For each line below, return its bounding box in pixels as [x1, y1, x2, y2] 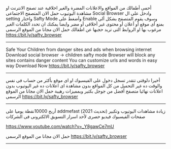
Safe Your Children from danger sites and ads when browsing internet [6, 46, 152, 52]
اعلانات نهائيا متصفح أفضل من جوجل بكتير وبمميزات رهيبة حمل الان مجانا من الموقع [6, 88, 163, 94]
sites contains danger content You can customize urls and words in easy [6, 57, 158, 63]
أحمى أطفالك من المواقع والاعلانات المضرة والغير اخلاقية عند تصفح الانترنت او [6, 5, 152, 11]
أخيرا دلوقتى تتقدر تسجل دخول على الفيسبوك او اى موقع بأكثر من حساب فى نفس [6, 77, 160, 83]
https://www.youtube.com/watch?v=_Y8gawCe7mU [6, 124, 114, 129]
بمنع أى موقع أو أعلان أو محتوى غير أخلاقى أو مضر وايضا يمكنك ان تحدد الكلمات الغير [6, 21, 164, 27]
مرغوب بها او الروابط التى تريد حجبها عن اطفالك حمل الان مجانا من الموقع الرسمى [6, 26, 161, 33]
